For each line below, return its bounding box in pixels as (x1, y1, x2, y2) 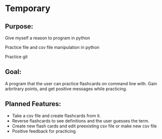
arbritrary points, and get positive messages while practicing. (5, 86, 127, 92)
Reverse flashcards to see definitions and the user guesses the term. (12, 118, 149, 124)
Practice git (5, 54, 28, 60)
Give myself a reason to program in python (5, 35, 90, 41)
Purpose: (5, 22, 33, 31)
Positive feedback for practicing (12, 128, 76, 134)
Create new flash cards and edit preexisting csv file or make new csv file (12, 123, 157, 129)
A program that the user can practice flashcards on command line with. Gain (5, 80, 157, 86)
